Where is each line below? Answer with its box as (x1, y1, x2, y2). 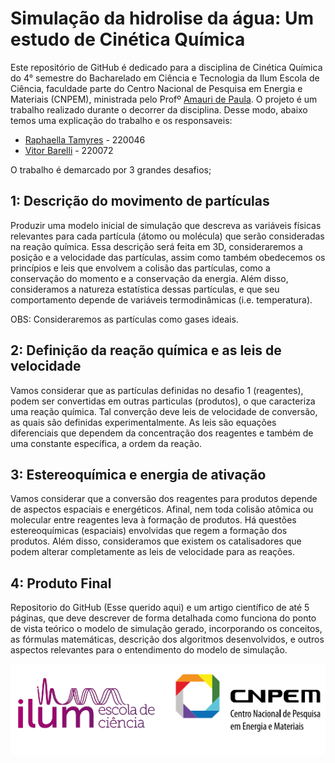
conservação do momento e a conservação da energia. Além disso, (10, 272, 289, 284)
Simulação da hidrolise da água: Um (10, 7, 315, 30)
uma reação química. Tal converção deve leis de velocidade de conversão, (10, 405, 318, 417)
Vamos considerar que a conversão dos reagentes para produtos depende (10, 493, 318, 505)
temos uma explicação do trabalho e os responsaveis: (10, 114, 233, 126)
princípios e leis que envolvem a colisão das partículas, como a (10, 262, 271, 274)
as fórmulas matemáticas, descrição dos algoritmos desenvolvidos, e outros (10, 633, 325, 646)
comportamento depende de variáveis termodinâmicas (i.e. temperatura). (10, 293, 313, 306)
